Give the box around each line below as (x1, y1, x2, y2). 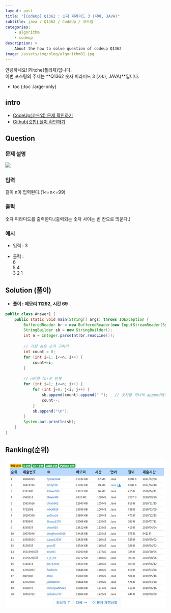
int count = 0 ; (23, 349, 56, 354)
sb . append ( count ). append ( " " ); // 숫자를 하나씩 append (41, 392, 161, 398)
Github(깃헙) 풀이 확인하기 (12, 119, 66, 125)
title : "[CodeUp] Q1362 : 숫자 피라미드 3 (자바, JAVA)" (5, 13, 120, 19)
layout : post (5, 8, 33, 13)
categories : (5, 25, 31, 30)
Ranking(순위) (5, 446, 49, 454)
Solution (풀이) (5, 286, 52, 295)
